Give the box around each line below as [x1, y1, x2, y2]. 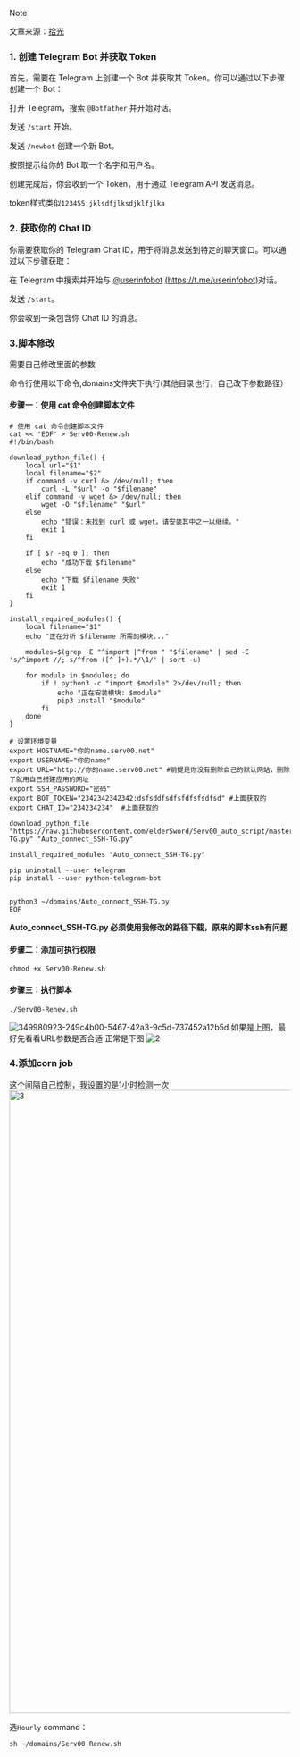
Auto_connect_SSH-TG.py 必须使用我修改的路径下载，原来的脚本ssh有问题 [9, 922, 288, 933]
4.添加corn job [9, 1057, 73, 1070]
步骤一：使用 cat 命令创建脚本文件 [9, 399, 136, 410]
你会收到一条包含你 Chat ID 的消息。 [9, 312, 143, 323]
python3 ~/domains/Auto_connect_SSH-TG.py [9, 897, 170, 906]
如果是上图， [230, 1021, 279, 1032]
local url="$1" [25, 461, 82, 470]
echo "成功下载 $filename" [41, 559, 137, 567]
